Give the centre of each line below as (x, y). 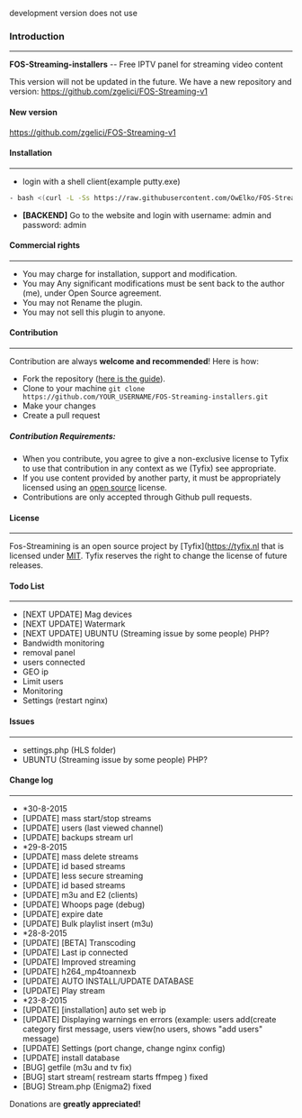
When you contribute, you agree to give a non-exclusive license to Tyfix (155, 458)
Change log (31, 780)
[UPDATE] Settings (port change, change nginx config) (124, 1048)
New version (34, 112)
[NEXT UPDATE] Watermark (74, 624)
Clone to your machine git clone (84, 388)
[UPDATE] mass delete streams (80, 857)
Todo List (27, 586)
